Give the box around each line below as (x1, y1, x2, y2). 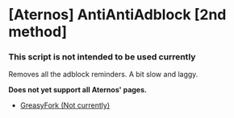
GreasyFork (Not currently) (19, 100, 111, 110)
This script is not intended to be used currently (8, 51, 196, 63)
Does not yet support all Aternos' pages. (8, 85, 148, 95)
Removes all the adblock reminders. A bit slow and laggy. (8, 70, 198, 79)
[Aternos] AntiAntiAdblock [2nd (8, 6, 227, 24)
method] (8, 22, 67, 41)
